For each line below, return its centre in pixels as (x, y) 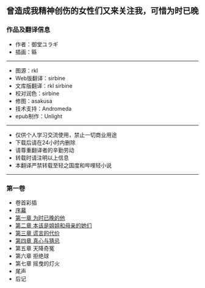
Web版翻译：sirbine (40, 78)
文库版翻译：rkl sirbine (44, 86)
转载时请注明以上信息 (42, 158)
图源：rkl (27, 70)
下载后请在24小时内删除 (45, 142)
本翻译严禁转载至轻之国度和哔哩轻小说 (63, 165)
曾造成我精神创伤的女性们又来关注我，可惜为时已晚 (103, 11)
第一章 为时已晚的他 (40, 217)
